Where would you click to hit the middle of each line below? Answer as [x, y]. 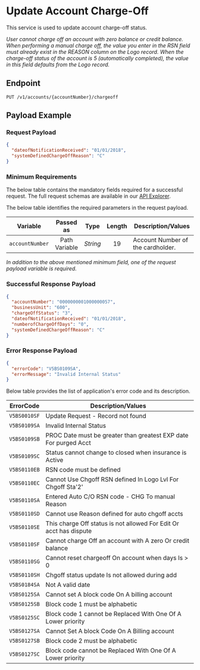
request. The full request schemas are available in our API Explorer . [89, 196]
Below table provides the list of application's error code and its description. [98, 391]
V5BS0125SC [24, 618]
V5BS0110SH [24, 575]
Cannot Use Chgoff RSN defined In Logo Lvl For [112, 479]
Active [54, 460]
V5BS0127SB [24, 641]
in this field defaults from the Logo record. [58, 65]
